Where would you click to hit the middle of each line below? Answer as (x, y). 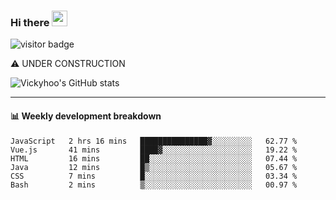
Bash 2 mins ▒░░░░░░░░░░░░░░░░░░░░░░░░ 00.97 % (154, 185)
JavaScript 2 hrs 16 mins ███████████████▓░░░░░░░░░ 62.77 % (154, 141)
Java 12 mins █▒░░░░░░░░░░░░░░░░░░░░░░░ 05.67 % (154, 167)
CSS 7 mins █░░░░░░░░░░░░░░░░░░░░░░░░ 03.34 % (154, 176)
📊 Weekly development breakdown (86, 116)
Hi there (30, 22)
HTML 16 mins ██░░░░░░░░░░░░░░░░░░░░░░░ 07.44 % (154, 158)
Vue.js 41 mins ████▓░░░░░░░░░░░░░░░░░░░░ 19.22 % (154, 150)
